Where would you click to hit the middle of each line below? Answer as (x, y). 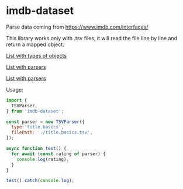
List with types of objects (37, 55)
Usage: (15, 89)
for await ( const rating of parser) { (59, 154)
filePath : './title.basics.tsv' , (52, 132)
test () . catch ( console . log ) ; (40, 181)
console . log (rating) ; (43, 159)
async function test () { (36, 149)
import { (17, 100)
